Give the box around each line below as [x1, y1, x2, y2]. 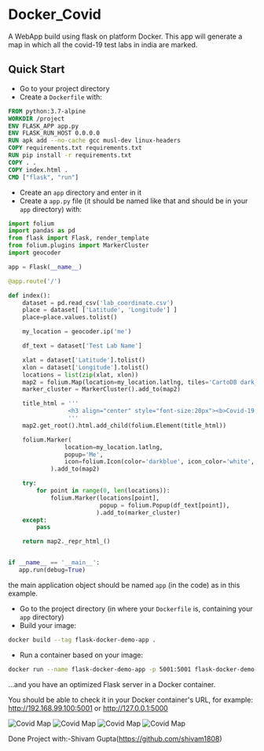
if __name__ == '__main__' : [8, 559, 101, 567]
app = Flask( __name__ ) [8, 262, 82, 271]
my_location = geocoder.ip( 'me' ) [22, 328, 132, 336]
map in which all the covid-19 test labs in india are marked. [8, 39, 198, 49]
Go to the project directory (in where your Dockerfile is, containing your [19, 604, 253, 613]
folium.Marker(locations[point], [49, 494, 159, 502]
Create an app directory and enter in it [19, 188, 142, 197]
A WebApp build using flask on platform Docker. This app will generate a [8, 32, 243, 41]
